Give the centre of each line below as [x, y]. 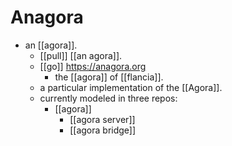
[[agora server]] [102, 119]
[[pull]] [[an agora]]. [81, 55]
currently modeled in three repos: [108, 98]
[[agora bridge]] [103, 130]
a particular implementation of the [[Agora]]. [131, 87]
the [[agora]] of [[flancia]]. [109, 77]
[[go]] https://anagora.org [93, 66]
